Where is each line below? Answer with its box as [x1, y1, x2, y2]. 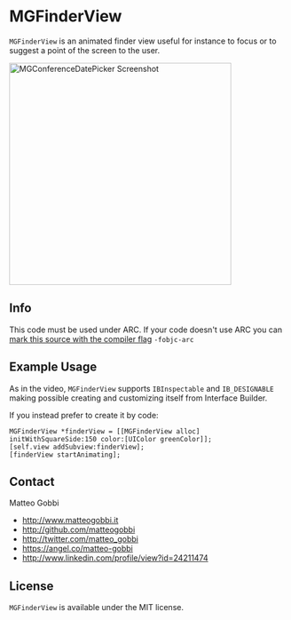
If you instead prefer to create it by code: [9, 409, 159, 420]
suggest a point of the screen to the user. [9, 44, 161, 55]
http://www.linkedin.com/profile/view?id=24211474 [21, 552, 208, 563]
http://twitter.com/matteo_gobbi [21, 534, 139, 544]
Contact [9, 473, 55, 489]
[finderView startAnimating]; [9, 450, 122, 459]
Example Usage [9, 360, 98, 375]
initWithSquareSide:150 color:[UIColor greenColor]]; [9, 434, 213, 443]
